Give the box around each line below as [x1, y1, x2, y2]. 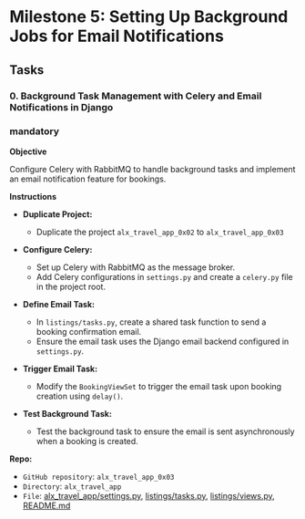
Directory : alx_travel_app [22, 481, 122, 492]
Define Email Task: [22, 298, 96, 309]
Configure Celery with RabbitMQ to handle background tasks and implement [9, 163, 296, 174]
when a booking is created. [36, 435, 138, 446]
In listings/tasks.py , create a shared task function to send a [36, 317, 267, 327]
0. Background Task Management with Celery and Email [9, 89, 262, 102]
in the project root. [36, 281, 107, 292]
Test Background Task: [22, 408, 112, 419]
